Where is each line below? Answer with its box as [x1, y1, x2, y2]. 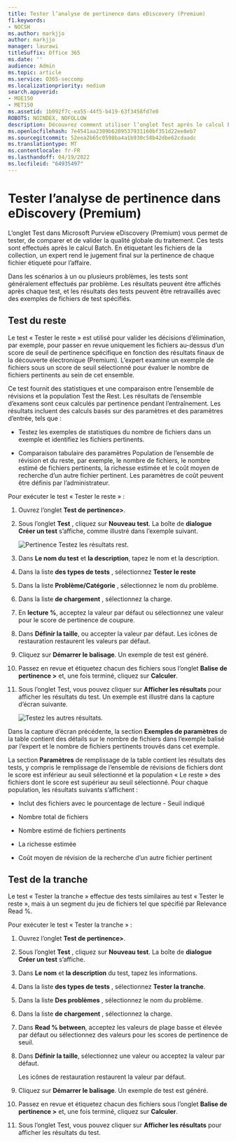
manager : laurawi [8, 43, 59, 50]
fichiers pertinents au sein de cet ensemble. [8, 370, 135, 379]
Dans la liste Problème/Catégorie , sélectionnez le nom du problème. [18, 581, 219, 589]
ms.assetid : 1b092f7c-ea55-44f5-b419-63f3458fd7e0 [8, 108, 159, 115]
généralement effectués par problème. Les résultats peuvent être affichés [8, 279, 221, 288]
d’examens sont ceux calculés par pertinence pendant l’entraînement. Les [8, 399, 221, 408]
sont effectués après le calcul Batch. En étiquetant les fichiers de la [8, 243, 202, 252]
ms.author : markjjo [8, 29, 65, 37]
